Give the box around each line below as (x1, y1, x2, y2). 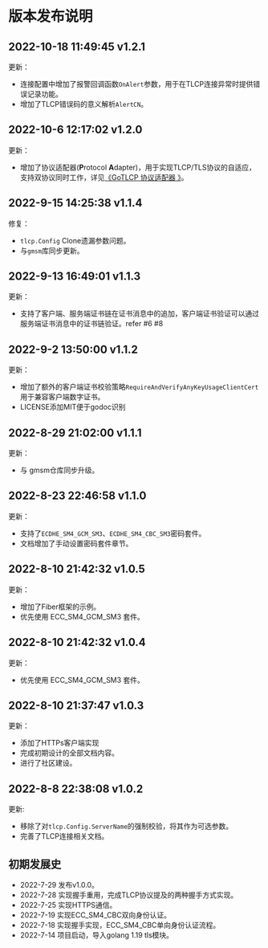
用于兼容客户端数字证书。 (19, 392, 105, 402)
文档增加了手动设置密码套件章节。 (19, 538, 133, 548)
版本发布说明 (8, 7, 94, 26)
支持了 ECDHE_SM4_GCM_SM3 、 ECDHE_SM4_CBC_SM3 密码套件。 (19, 528, 206, 538)
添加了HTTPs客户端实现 (19, 738, 99, 748)
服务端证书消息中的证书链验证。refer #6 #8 (19, 319, 164, 329)
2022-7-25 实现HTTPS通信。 (19, 900, 117, 909)
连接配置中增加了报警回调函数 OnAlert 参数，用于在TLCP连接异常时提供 (19, 80, 254, 88)
